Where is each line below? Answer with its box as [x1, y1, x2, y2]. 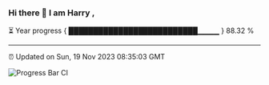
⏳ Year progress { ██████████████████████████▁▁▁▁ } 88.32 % [8, 26, 255, 35]
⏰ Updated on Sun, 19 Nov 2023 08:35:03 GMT [8, 52, 166, 62]
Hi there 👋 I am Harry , [8, 7, 95, 18]
